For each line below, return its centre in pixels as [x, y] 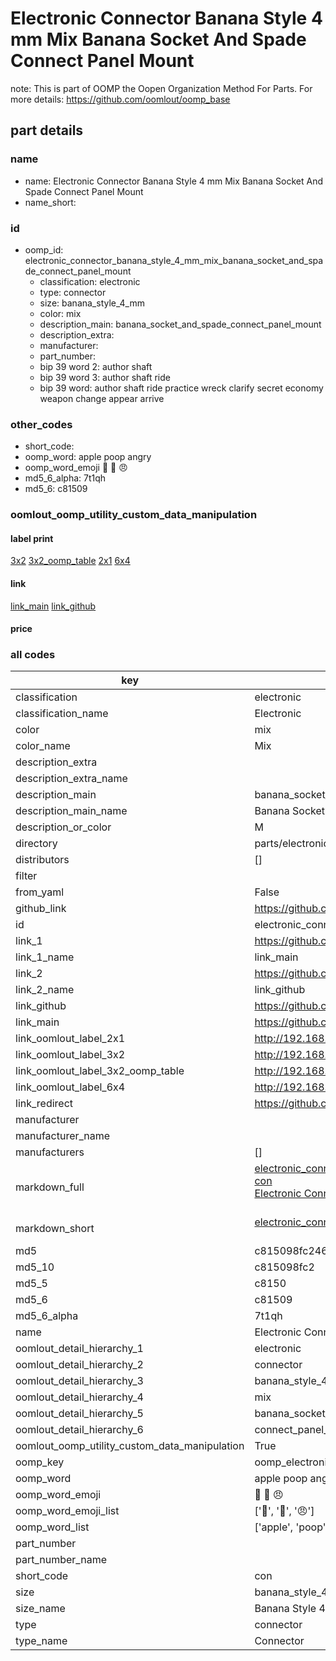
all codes [33, 655]
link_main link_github [53, 606]
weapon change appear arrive [102, 398]
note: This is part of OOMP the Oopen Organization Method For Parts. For [161, 88]
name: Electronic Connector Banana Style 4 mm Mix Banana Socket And [173, 181]
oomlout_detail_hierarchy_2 [79, 1365]
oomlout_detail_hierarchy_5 [79, 1414]
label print [32, 538]
